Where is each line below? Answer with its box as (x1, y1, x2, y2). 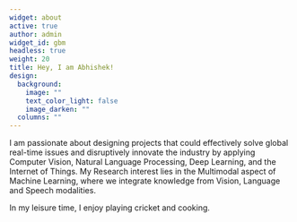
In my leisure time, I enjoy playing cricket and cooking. (9, 202, 211, 213)
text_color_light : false (25, 96, 118, 106)
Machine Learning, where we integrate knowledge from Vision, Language (9, 175, 281, 186)
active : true (9, 21, 58, 30)
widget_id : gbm (9, 38, 66, 47)
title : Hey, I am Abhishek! (9, 64, 115, 73)
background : (17, 80, 63, 89)
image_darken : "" (25, 105, 91, 114)
